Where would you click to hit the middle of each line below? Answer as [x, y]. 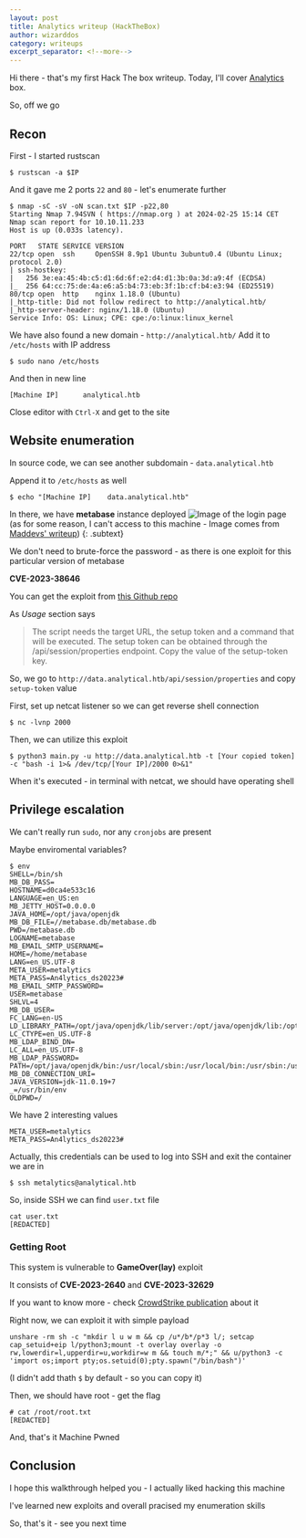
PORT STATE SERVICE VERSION [67, 246]
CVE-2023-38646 [45, 578]
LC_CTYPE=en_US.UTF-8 [51, 1034]
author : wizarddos [44, 35]
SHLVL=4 [24, 1002]
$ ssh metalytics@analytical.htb [73, 1183]
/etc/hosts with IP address [60, 344]
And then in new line [48, 378]
